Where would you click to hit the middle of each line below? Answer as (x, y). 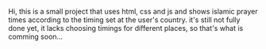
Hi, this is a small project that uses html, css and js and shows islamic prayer (133, 11)
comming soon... (36, 36)
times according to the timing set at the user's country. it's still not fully (124, 20)
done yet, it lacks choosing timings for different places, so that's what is (126, 28)
